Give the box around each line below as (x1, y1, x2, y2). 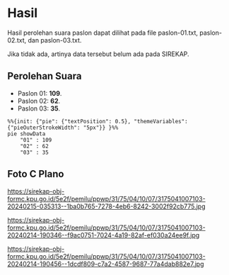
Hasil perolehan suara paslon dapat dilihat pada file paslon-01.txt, (7, 28, 199, 37)
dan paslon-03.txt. (28, 35, 82, 44)
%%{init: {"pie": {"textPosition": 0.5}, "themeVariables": (7, 118, 189, 125)
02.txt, (7, 35, 27, 44)
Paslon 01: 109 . (17, 89, 62, 97)
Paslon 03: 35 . (17, 104, 61, 113)
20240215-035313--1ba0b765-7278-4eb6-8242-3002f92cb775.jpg (7, 202, 206, 211)
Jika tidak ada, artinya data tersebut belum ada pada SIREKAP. (7, 50, 189, 58)
